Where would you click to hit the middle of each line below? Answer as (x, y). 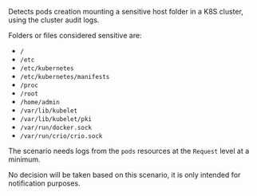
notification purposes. (45, 183)
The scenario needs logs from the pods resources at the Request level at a (129, 151)
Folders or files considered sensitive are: (75, 35)
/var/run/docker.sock (55, 127)
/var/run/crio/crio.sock (61, 136)
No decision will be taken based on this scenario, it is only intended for (125, 175)
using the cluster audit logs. (54, 20)
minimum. (25, 159)
